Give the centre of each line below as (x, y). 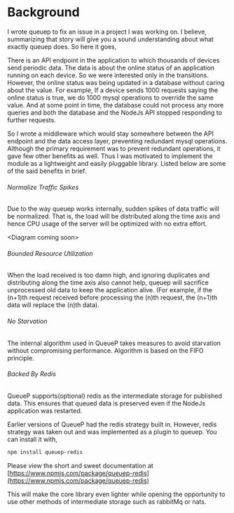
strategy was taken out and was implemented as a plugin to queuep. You (112, 431)
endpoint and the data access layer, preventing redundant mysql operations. (117, 141)
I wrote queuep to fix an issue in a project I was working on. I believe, (107, 32)
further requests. (32, 119)
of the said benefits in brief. (47, 171)
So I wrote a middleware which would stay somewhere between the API (110, 134)
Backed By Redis (32, 374)
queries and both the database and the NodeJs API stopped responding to (115, 112)
